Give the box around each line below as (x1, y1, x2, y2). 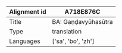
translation (52, 27, 82, 35)
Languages (9, 37, 40, 45)
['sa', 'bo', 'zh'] (52, 37, 95, 45)
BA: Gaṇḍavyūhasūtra (52, 18, 113, 26)
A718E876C (64, 8, 101, 15)
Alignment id (9, 8, 46, 15)
